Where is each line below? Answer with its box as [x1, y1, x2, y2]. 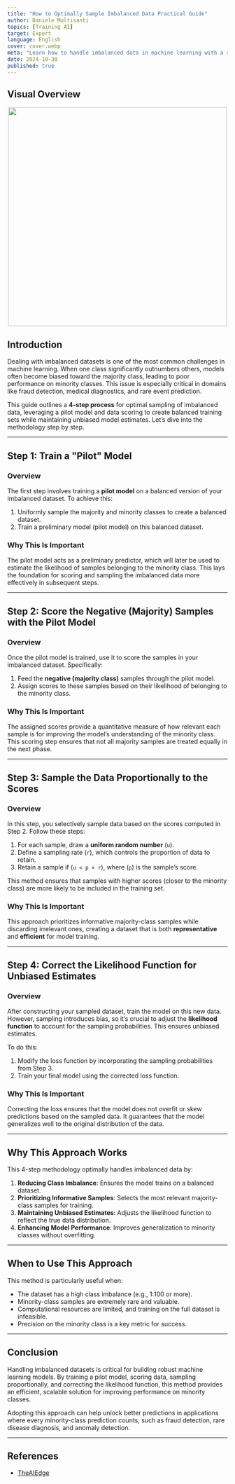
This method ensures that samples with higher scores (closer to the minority [7, 877, 227, 885]
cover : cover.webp [7, 43, 61, 50]
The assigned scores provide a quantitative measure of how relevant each [7, 722, 221, 731]
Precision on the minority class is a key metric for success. [17, 1319, 187, 1328]
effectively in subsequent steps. [7, 579, 99, 587]
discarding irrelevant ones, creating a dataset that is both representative [7, 925, 218, 933]
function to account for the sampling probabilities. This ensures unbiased [7, 1022, 220, 1030]
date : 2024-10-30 [7, 56, 58, 63]
